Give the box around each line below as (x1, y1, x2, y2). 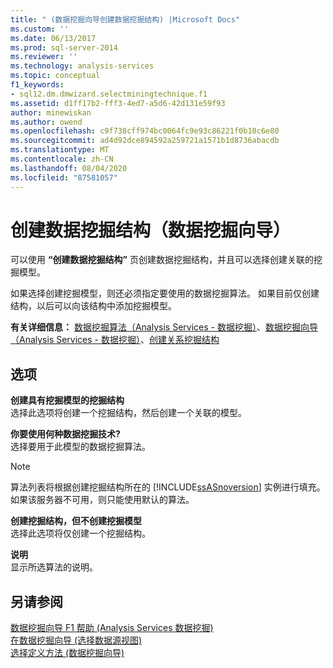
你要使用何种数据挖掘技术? (10, 428, 121, 440)
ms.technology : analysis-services (10, 61, 155, 71)
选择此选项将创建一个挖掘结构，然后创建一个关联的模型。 (10, 407, 247, 419)
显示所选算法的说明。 (10, 561, 98, 573)
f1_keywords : (10, 80, 65, 90)
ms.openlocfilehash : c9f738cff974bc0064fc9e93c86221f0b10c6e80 (10, 126, 280, 136)
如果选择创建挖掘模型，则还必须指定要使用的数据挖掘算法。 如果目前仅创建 (10, 287, 320, 300)
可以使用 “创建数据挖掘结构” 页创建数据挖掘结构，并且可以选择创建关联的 (10, 254, 314, 266)
